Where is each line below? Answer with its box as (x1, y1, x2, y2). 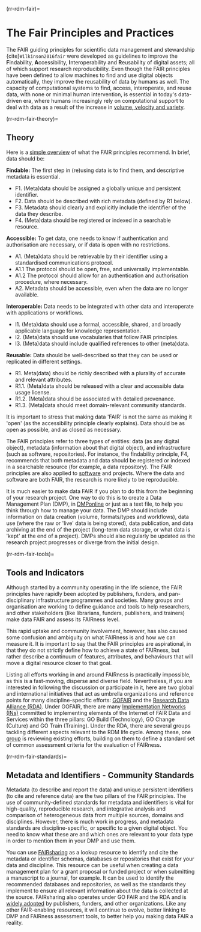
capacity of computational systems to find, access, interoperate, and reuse (6, 84, 192, 91)
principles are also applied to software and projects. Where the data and (6, 469, 185, 477)
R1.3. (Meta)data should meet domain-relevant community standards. (14, 401, 187, 408)
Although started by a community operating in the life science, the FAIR (6, 583, 182, 591)
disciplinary (6, 596, 35, 604)
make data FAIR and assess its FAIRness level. (6, 616, 120, 623)
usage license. (14, 388, 51, 396)
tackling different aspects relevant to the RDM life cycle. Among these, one (6, 728, 191, 735)
